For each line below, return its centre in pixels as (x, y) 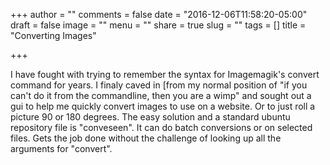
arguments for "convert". (61, 148)
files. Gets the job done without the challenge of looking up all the (146, 138)
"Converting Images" (53, 35)
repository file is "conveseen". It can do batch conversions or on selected (161, 127)
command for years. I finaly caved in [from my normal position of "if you (159, 85)
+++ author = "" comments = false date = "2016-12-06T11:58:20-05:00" (159, 14)
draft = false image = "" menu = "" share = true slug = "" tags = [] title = (158, 25)
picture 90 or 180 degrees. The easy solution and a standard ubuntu (150, 117)
